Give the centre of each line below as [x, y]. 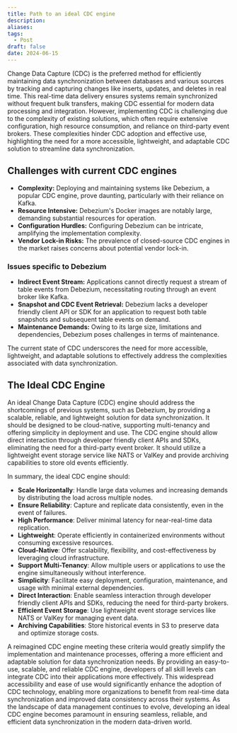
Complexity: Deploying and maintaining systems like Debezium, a [114, 187]
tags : [15, 34]
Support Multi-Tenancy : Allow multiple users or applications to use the [121, 565]
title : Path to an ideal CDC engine [61, 14]
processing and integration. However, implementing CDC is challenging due [117, 111]
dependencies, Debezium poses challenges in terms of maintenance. [118, 334]
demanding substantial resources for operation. [87, 218]
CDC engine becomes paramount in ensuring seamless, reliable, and [107, 714]
